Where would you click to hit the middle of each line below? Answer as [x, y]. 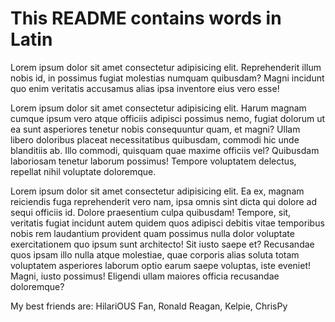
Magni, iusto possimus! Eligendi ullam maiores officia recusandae [145, 276]
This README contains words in [146, 18]
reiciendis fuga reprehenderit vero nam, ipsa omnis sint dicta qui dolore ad [164, 201]
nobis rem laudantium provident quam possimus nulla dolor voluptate [152, 233]
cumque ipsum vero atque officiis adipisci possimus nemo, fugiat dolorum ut [168, 118]
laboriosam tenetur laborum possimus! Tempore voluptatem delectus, [153, 161]
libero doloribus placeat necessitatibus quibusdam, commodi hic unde [155, 139]
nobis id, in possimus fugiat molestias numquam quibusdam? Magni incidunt [167, 78]
